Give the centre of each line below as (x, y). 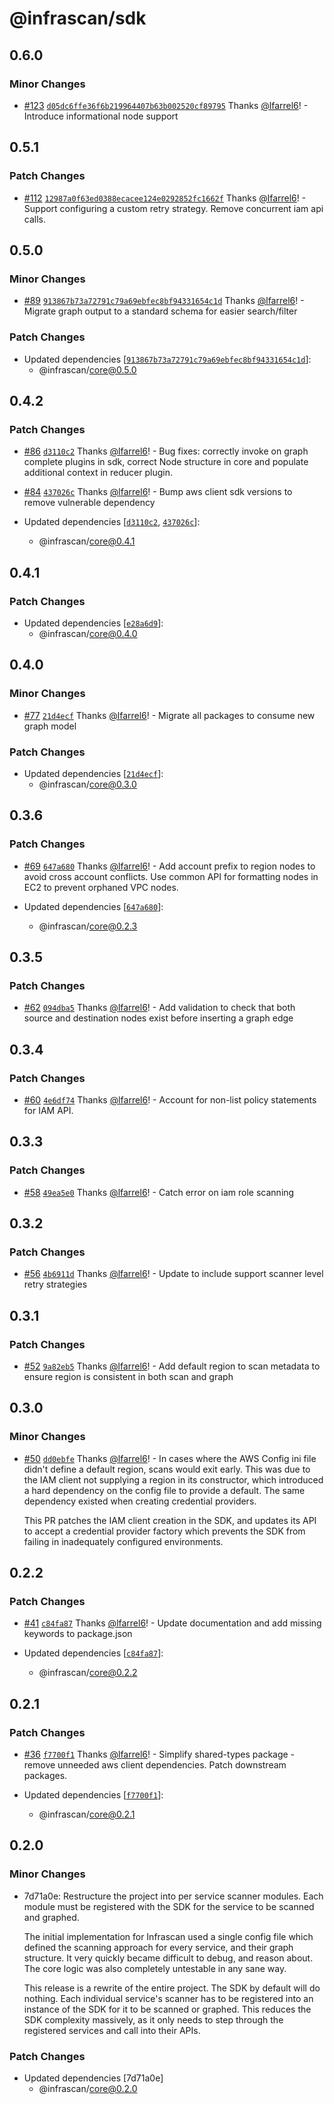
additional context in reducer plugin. (98, 473)
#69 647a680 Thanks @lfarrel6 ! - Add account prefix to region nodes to (169, 866)
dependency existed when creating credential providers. (140, 1501)
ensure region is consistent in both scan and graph (128, 1377)
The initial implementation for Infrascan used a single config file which (168, 1936)
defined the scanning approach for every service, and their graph (158, 1947)
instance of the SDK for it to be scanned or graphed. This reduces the (167, 2009)
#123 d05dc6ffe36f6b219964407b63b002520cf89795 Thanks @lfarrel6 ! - (166, 105)
